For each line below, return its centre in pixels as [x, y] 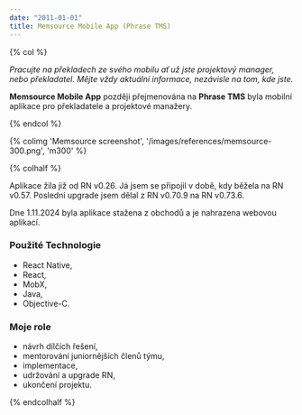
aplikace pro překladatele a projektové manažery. [101, 106]
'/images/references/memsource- [209, 141]
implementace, [50, 365]
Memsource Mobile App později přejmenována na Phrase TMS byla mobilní [151, 97]
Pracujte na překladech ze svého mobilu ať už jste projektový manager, [142, 69]
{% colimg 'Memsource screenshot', [77, 141]
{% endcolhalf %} [42, 402]
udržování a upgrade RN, [69, 375]
